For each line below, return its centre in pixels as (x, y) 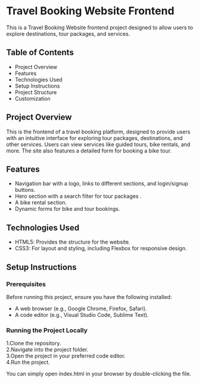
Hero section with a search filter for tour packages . (78, 196)
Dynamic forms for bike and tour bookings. (67, 209)
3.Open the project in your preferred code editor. (66, 356)
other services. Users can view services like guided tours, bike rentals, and (98, 144)
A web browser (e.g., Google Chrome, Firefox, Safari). (81, 309)
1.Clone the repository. (34, 343)
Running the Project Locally (47, 330)
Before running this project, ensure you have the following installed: (89, 297)
